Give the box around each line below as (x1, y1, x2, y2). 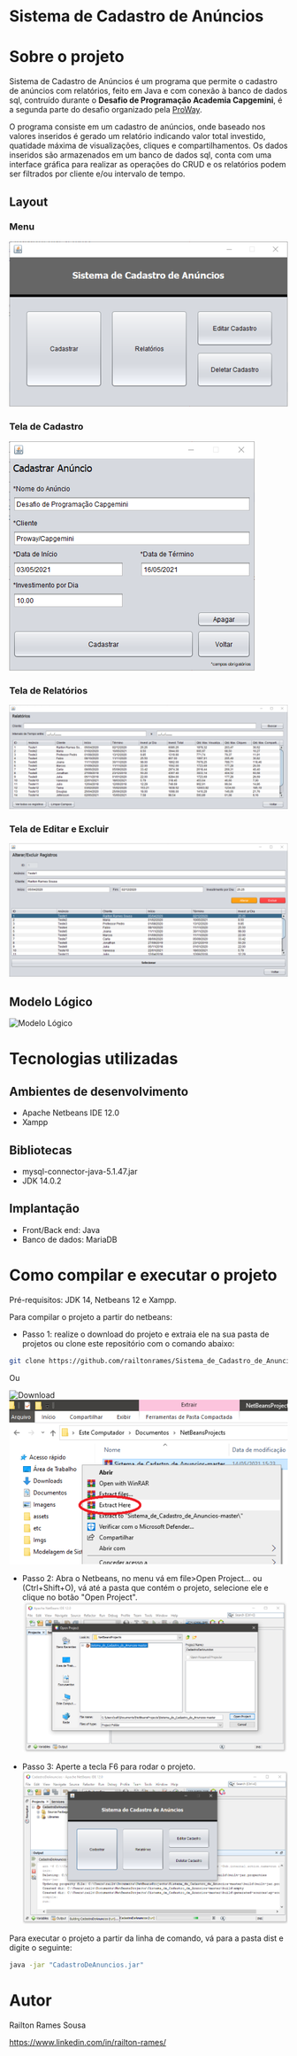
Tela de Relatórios (9, 684, 88, 696)
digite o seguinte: (9, 1942, 72, 1952)
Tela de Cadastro (9, 421, 84, 433)
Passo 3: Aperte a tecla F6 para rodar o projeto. (21, 1761, 196, 1773)
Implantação (9, 1201, 80, 1216)
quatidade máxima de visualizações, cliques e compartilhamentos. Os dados (9, 140, 288, 151)
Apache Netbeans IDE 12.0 (21, 1107, 119, 1118)
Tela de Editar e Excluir (9, 822, 109, 834)
